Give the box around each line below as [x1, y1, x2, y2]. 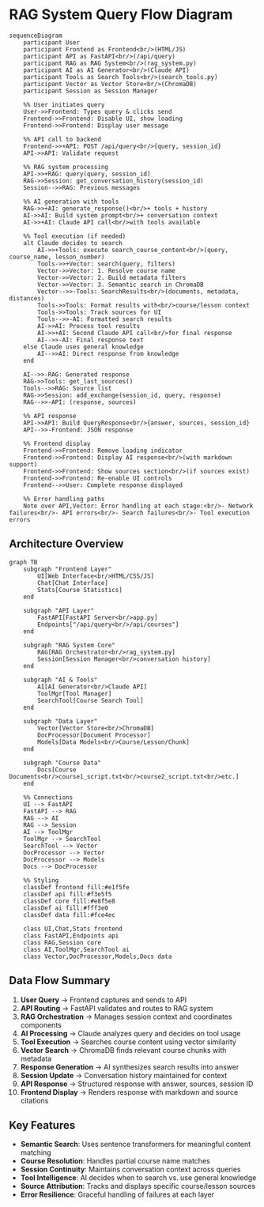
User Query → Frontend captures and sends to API [20, 994, 187, 1005]
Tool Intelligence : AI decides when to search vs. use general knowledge [20, 1173, 257, 1182]
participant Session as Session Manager [23, 87, 158, 95]
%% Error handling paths [23, 495, 105, 503]
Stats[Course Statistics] [37, 586, 123, 594]
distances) [9, 294, 45, 302]
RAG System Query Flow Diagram [9, 6, 233, 24]
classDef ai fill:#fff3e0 [23, 903, 109, 912]
